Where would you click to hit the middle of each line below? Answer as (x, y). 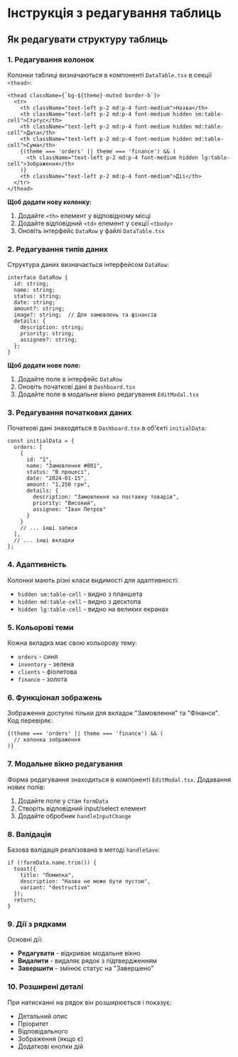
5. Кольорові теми (40, 627)
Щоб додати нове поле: (44, 365)
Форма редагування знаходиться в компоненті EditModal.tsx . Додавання (119, 779)
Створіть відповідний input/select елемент (82, 808)
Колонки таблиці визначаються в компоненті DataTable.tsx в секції (109, 75)
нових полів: (26, 787)
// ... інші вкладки (44, 541)
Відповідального (43, 1031)
